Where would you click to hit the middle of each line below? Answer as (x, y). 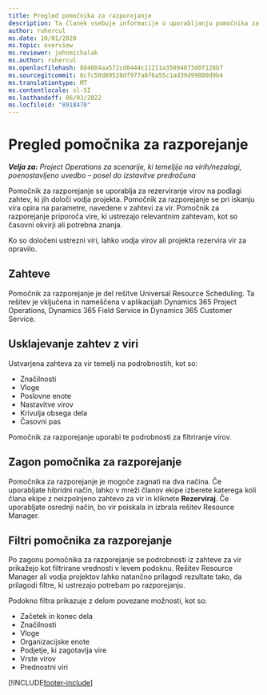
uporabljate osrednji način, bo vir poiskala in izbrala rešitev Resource (122, 507)
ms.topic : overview (41, 46)
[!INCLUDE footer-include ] (51, 683)
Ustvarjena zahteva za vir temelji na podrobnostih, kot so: (103, 363)
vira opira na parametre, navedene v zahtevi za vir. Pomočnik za (114, 208)
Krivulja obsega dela (54, 412)
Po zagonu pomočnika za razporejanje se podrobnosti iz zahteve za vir (125, 560)
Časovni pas (40, 421)
